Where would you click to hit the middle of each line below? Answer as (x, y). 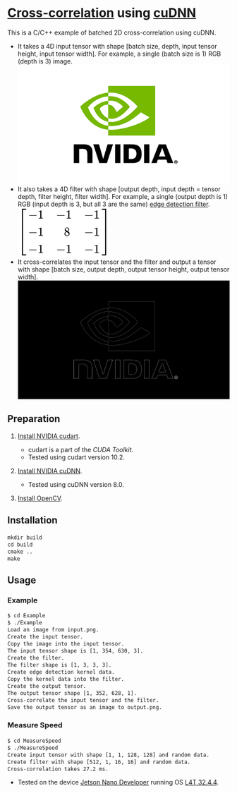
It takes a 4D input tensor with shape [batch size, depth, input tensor (117, 46)
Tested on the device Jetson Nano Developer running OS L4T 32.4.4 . (118, 782)
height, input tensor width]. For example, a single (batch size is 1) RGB (119, 54)
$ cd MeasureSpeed (34, 741)
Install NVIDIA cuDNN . (50, 471)
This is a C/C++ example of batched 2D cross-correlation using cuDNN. (112, 32)
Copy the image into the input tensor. (66, 644)
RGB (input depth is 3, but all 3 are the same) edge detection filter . (114, 204)
